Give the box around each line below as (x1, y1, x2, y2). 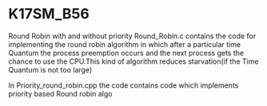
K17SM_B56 (8, 5, 90, 23)
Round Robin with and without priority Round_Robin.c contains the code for (8, 31, 257, 41)
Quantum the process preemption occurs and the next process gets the (8, 48, 245, 57)
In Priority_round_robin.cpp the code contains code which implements (8, 80, 239, 90)
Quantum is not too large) (8, 65, 93, 74)
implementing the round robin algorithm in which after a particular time (8, 39, 241, 49)
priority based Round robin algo (8, 88, 113, 98)
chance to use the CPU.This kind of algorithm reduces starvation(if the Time (8, 57, 259, 66)
